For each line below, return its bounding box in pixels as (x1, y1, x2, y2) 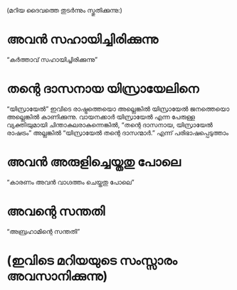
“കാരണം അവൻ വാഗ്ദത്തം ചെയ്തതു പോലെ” (6, 178, 135, 186)
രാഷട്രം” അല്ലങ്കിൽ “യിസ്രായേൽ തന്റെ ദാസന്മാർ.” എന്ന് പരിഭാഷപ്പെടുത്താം (6, 128, 229, 137)
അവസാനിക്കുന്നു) (6, 268, 108, 284)
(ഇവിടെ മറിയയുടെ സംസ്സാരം (6, 252, 177, 269)
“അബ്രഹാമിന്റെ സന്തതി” (6, 227, 80, 235)
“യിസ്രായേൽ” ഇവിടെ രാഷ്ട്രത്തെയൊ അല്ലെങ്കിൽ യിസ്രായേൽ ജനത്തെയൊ (6, 104, 230, 113)
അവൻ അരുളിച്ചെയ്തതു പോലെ (6, 154, 181, 170)
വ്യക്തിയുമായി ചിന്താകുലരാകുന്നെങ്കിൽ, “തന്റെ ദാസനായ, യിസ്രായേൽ (6, 120, 213, 129)
